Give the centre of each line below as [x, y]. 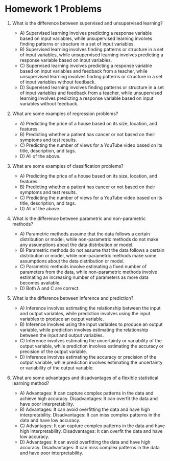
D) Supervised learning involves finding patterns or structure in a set [92, 87]
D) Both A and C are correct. [50, 288]
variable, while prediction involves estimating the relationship [84, 330]
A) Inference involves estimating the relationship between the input [90, 308]
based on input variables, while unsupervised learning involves [86, 38]
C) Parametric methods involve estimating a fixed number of [83, 266]
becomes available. [40, 282]
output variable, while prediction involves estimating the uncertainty [91, 362]
